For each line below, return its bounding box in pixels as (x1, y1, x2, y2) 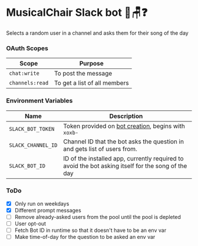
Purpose (79, 60, 104, 68)
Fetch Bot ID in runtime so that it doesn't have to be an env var (14, 227, 167, 234)
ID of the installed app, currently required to (62, 154, 184, 162)
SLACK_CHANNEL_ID (9, 142, 58, 149)
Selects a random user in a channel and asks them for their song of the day (6, 29, 189, 37)
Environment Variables (6, 97, 73, 105)
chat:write (9, 70, 39, 77)
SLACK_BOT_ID (9, 162, 46, 169)
